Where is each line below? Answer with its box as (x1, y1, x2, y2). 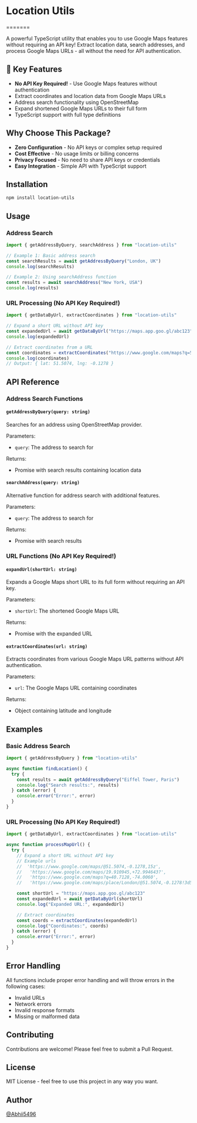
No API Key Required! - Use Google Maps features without (14, 80, 157, 87)
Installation (6, 179, 48, 189)
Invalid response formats (14, 1006, 75, 1013)
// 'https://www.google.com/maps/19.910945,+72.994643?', (16, 869, 167, 875)
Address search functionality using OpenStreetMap (14, 99, 139, 106)
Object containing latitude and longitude (14, 707, 112, 714)
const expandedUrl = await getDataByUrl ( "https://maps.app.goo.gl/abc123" (6, 329, 193, 334)
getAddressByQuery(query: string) (6, 409, 91, 415)
